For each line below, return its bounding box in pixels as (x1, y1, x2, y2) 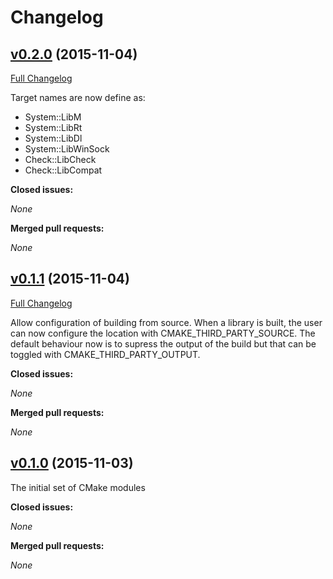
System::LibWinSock (24, 143, 110, 155)
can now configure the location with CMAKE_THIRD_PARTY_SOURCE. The (10, 327, 316, 339)
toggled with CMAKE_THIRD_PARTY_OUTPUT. (10, 348, 201, 360)
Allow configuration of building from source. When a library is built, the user (10, 316, 323, 328)
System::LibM (24, 111, 82, 123)
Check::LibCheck (24, 154, 97, 165)
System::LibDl (24, 132, 83, 144)
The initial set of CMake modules (10, 481, 146, 493)
